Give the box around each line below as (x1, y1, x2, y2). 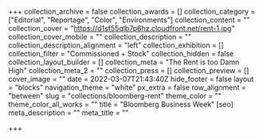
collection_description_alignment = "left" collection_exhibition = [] (8, 41, 225, 50)
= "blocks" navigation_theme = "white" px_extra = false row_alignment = (8, 83, 246, 92)
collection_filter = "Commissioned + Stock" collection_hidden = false (8, 49, 234, 58)
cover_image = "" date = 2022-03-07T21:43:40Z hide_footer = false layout (8, 75, 254, 83)
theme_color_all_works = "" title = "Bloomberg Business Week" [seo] (8, 99, 234, 109)
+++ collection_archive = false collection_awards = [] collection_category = (8, 7, 256, 16)
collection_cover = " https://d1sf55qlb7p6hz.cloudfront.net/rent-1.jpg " (8, 24, 235, 33)
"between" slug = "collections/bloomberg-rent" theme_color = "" (8, 91, 222, 100)
